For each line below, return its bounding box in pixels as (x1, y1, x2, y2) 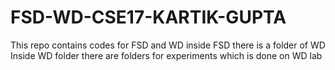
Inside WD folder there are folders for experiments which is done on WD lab (10, 49, 323, 61)
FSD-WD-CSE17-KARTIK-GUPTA (10, 6, 287, 29)
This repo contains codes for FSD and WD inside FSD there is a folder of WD (10, 39, 326, 51)
